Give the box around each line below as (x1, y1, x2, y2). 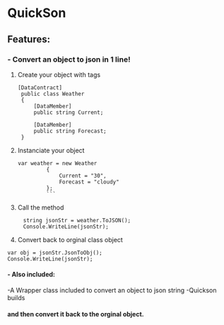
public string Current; (33, 108, 104, 116)
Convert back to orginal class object (17, 235, 124, 244)
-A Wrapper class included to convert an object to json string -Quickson (7, 286, 217, 295)
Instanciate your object (17, 146, 85, 154)
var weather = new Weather (17, 159, 98, 167)
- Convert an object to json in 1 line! (7, 55, 131, 64)
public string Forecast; (33, 127, 107, 135)
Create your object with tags (17, 70, 101, 79)
